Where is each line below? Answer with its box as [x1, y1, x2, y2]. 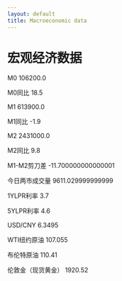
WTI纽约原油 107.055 [7, 235, 69, 244]
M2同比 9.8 [7, 147, 40, 155]
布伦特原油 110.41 [7, 250, 58, 260]
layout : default [7, 10, 55, 18]
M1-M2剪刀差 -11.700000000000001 [7, 161, 115, 170]
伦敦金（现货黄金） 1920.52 [7, 266, 89, 275]
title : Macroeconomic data [7, 17, 87, 24]
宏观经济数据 [7, 50, 83, 66]
